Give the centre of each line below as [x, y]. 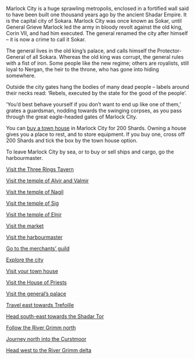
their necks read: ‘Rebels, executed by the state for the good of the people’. [97, 93]
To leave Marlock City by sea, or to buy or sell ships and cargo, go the [90, 152]
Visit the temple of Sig [33, 203]
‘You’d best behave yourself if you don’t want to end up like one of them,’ [94, 104]
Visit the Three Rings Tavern [40, 169]
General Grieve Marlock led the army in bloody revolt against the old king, [94, 27]
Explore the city [25, 260]
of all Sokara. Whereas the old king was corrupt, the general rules [105, 57]
